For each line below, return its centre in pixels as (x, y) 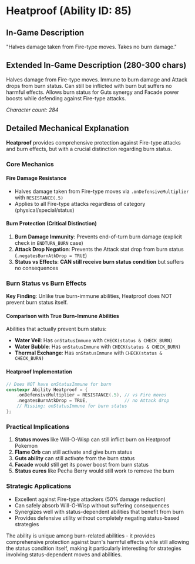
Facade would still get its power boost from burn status (81, 465)
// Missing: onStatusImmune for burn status (72, 406)
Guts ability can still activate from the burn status (75, 458)
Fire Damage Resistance (36, 178)
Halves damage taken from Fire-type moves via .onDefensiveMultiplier (102, 191)
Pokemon (26, 446)
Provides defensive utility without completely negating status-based (97, 518)
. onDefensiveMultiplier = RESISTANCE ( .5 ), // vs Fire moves (92, 395)
